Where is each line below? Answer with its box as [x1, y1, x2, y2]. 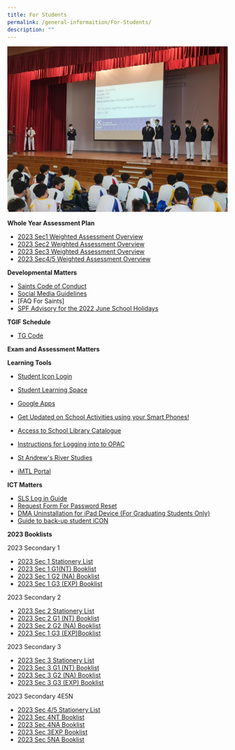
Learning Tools [7, 359, 52, 367]
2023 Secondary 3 [7, 643, 62, 651]
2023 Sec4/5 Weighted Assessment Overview [17, 255, 151, 263]
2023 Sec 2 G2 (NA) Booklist [17, 622, 101, 630]
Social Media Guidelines [17, 289, 87, 298]
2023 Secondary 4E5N [7, 692, 73, 700]
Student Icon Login [17, 372, 73, 381]
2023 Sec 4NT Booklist [17, 713, 85, 721]
